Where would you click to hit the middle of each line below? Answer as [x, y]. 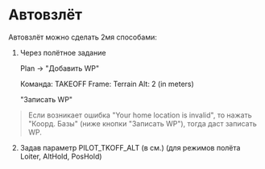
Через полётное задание [63, 52]
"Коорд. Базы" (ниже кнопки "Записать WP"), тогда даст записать [142, 123]
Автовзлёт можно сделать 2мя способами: [83, 37]
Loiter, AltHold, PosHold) [61, 156]
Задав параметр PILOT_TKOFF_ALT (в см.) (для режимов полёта [130, 147]
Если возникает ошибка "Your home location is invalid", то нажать [140, 115]
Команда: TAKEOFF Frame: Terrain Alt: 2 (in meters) [107, 84]
